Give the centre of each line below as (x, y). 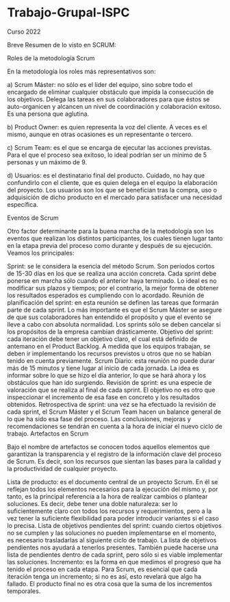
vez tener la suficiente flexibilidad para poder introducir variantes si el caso (113, 518)
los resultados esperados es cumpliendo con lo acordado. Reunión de (106, 295)
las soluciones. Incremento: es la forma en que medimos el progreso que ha (114, 562)
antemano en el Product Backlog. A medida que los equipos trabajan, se (109, 346)
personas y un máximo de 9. (47, 162)
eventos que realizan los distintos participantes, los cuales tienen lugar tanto (115, 238)
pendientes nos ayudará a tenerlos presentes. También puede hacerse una (113, 547)
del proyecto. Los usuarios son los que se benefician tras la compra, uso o (112, 190)
